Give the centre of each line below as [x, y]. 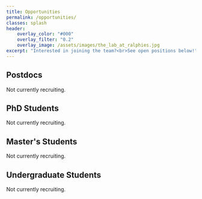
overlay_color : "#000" [45, 34]
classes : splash [26, 23]
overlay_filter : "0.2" [45, 40]
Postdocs [24, 75]
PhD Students [32, 108]
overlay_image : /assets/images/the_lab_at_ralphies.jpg [89, 46]
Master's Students [42, 141]
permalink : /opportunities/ [41, 17]
